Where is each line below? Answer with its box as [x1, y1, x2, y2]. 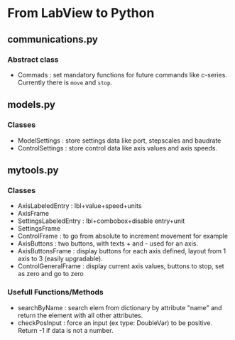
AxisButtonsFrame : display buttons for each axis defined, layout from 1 [17, 247, 226, 256]
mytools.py [7, 164, 59, 176]
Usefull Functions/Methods [7, 287, 104, 297]
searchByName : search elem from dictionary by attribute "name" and [17, 303, 222, 312]
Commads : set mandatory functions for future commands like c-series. [17, 70, 227, 79]
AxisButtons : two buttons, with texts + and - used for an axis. [17, 239, 199, 248]
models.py [7, 99, 55, 111]
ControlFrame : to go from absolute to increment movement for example [17, 232, 229, 241]
